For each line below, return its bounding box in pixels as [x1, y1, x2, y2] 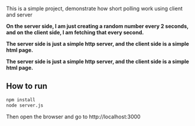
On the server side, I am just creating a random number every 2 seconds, [6, 23, 189, 29]
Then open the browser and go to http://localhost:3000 [6, 113, 141, 120]
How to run [6, 81, 48, 91]
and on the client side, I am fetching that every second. [6, 29, 144, 36]
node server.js [6, 102, 44, 108]
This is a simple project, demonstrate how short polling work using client [6, 5, 183, 12]
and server [6, 11, 32, 18]
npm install [6, 97, 35, 102]
